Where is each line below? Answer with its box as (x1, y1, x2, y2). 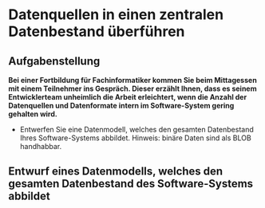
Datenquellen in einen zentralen (8, 6, 224, 24)
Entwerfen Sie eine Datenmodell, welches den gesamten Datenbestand (19, 125, 254, 134)
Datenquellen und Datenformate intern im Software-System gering (8, 101, 235, 110)
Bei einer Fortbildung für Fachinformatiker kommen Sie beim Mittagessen (8, 76, 257, 84)
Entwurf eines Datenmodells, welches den (8, 165, 223, 179)
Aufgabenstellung (8, 54, 101, 68)
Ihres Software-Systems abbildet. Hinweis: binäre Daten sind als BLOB (19, 133, 251, 143)
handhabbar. (19, 142, 62, 151)
